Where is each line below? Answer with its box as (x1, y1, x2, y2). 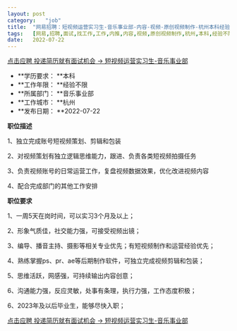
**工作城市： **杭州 (17, 98, 75, 106)
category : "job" (7, 17, 61, 24)
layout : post (7, 10, 46, 18)
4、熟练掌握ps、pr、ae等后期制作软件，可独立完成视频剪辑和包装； (7, 256, 205, 265)
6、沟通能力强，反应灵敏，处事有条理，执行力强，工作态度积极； (7, 287, 197, 295)
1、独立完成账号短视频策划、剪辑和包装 (7, 137, 121, 145)
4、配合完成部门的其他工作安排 (7, 182, 99, 190)
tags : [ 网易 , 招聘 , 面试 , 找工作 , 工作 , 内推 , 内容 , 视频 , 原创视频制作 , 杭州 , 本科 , (7, 30, 213, 37)
